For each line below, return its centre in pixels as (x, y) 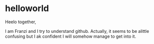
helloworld (27, 8)
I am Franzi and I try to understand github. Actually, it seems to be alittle (77, 31)
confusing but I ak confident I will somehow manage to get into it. (71, 36)
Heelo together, (21, 22)
